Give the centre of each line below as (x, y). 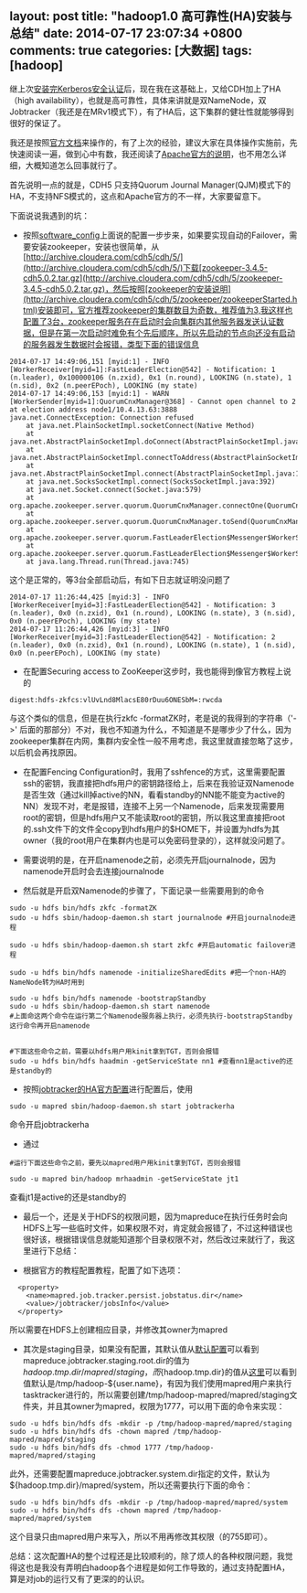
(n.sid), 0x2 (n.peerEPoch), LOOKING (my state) (104, 385)
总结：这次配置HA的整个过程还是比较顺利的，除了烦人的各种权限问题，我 (148, 1556)
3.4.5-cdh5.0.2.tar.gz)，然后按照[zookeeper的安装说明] (127, 289)
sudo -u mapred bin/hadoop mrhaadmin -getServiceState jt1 (124, 1179)
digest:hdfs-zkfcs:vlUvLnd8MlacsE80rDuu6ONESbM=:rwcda (116, 700)
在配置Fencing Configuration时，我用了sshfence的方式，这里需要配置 (154, 772)
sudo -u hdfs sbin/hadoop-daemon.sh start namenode (110, 1006)
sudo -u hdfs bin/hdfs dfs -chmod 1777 (85, 1448)
